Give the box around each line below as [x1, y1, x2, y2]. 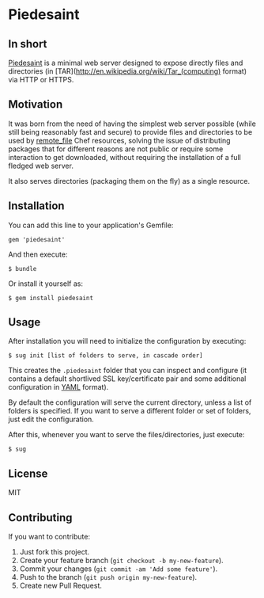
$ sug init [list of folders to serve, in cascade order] [8, 352, 203, 360]
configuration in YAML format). [8, 383, 109, 392]
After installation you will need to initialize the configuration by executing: [8, 337, 247, 346]
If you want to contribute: [8, 532, 91, 542]
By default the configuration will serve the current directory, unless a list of [8, 398, 252, 407]
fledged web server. [8, 161, 74, 170]
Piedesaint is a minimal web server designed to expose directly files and [8, 58, 243, 67]
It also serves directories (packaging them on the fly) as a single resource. [8, 176, 251, 185]
